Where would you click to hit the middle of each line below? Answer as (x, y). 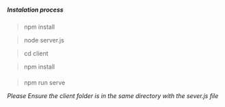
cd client (36, 53)
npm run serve (44, 82)
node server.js (44, 40)
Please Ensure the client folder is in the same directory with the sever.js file (113, 95)
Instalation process (35, 10)
